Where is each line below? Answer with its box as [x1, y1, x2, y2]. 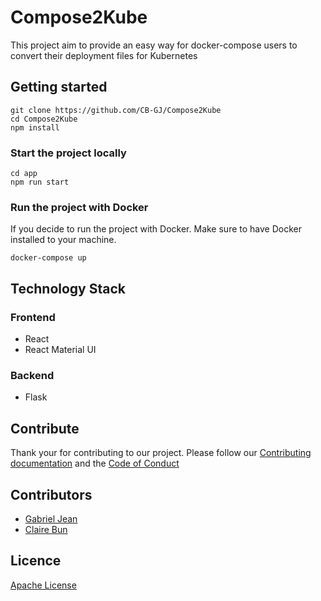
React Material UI [24, 344, 97, 356]
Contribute [10, 420, 80, 437]
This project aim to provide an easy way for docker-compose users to [10, 39, 298, 51]
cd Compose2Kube [10, 114, 78, 124]
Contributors [10, 486, 93, 503]
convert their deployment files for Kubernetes [10, 49, 198, 61]
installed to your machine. [10, 234, 117, 246]
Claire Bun [24, 523, 68, 535]
